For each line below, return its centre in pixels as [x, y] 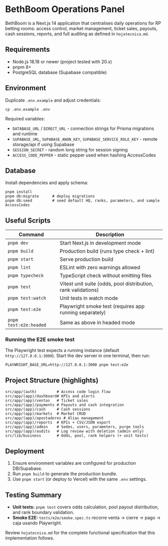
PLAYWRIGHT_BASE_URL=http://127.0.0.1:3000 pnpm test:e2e [67, 365]
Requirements [27, 49]
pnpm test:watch [27, 298]
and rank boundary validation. [43, 512]
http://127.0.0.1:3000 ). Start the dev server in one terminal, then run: [77, 356]
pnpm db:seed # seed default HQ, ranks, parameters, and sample [82, 201]
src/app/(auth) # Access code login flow [58, 392]
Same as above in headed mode [97, 323]
